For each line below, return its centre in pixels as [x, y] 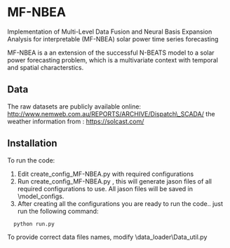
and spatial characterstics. [46, 67]
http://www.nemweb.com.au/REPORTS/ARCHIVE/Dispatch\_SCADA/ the [111, 113]
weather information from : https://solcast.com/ [76, 121]
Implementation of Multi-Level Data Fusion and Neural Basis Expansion [110, 32]
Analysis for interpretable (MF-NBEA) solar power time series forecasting [113, 39]
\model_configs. [41, 196]
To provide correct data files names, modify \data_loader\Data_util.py [107, 237]
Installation [32, 143]
